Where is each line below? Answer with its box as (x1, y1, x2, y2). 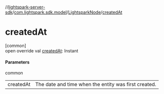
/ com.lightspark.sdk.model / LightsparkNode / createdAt (12, 9, 123, 15)
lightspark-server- (8, 4, 45, 10)
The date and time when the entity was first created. (35, 81, 157, 88)
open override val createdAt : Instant (5, 47, 79, 53)
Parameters (5, 59, 30, 65)
